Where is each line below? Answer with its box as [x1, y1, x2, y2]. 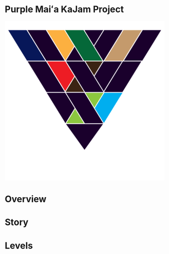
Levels [5, 240, 33, 251]
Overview [5, 194, 47, 205]
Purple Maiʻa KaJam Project [5, 4, 124, 15]
